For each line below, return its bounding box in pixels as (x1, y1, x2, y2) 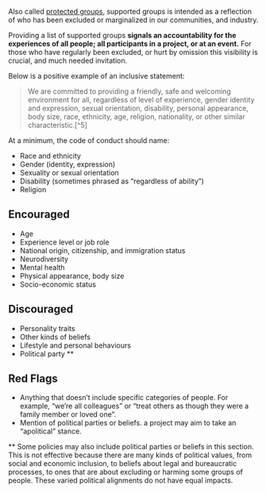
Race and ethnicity (19, 151, 82, 160)
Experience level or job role (19, 237, 110, 247)
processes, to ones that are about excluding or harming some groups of (8, 468, 244, 477)
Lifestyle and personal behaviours (19, 341, 131, 350)
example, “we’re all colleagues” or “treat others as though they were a (19, 401, 249, 411)
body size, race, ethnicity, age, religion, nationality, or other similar (27, 112, 245, 121)
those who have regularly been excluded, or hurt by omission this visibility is (8, 48, 258, 56)
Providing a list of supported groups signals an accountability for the (8, 31, 237, 40)
